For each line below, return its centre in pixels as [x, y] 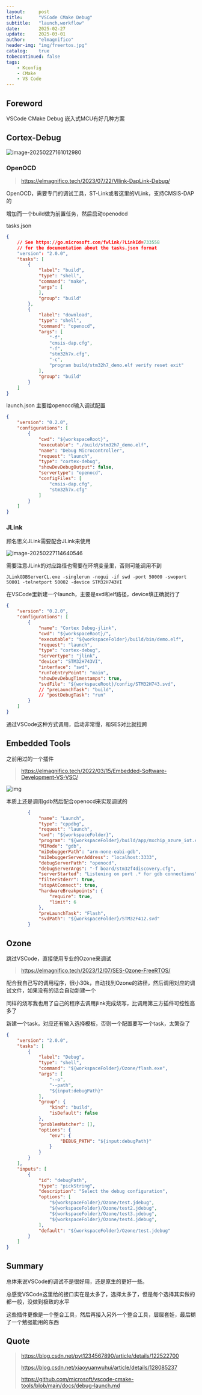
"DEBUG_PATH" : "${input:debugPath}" [106, 1141]
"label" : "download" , [66, 315]
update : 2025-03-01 [36, 34]
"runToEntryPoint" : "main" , [74, 673]
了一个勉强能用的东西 [32, 1322]
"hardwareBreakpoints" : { [71, 891]
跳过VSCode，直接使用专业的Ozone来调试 [59, 958]
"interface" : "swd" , [64, 667]
